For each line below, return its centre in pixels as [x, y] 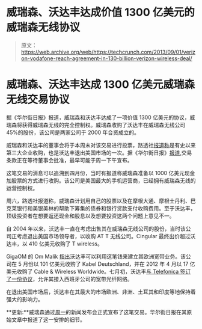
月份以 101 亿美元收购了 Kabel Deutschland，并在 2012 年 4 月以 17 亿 [109, 264]
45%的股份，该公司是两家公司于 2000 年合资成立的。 [73, 132]
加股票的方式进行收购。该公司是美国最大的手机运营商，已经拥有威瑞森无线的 [101, 180]
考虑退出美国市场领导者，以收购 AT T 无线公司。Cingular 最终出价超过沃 [106, 236]
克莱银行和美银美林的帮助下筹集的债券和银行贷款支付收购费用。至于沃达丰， [101, 208]
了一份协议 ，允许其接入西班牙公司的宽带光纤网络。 [69, 279]
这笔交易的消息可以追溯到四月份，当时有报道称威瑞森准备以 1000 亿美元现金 [101, 173]
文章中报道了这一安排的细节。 [48, 319]
